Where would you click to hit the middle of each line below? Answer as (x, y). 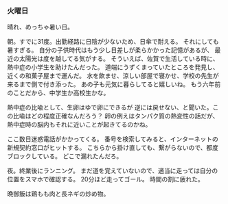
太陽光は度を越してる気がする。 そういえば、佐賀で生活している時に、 (119, 59)
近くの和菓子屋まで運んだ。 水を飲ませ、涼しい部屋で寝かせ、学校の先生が (113, 76)
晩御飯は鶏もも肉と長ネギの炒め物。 (58, 194)
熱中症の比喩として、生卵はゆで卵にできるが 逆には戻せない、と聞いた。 (110, 107)
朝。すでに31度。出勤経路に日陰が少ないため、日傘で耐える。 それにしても (113, 42)
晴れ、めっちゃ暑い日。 (41, 27)
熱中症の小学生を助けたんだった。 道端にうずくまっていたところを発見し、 (113, 67)
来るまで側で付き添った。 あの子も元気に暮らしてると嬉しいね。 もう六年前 (114, 84)
